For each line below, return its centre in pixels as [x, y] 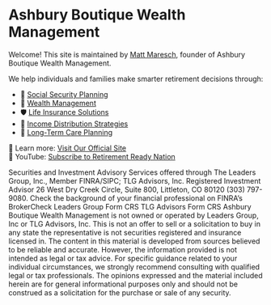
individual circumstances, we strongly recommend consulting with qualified [134, 267]
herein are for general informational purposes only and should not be [123, 284]
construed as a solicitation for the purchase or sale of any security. [120, 292]
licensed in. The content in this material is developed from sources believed [134, 241]
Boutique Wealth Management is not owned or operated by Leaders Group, [133, 215]
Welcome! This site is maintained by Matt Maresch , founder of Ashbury [127, 54]
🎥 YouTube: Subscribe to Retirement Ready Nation [92, 156]
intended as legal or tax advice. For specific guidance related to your [123, 258]
